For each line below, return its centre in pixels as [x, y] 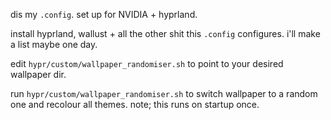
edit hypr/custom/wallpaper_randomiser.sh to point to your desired [147, 63]
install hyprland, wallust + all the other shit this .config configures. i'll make [165, 33]
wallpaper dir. [38, 74]
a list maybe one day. [54, 44]
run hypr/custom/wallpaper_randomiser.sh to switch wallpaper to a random [164, 93]
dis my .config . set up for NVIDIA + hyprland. [104, 14]
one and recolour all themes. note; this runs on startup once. [135, 104]
